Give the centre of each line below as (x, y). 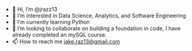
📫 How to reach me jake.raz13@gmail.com (66, 41)
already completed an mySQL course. (59, 35)
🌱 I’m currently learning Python (51, 22)
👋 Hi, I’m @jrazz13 (35, 9)
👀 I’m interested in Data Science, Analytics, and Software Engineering (99, 16)
